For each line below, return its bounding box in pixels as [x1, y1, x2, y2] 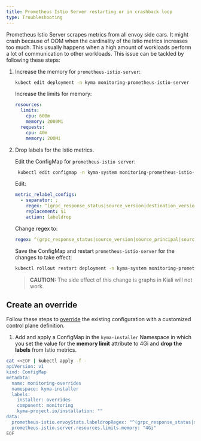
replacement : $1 [26, 209, 66, 215]
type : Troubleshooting [6, 14, 63, 20]
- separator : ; [20, 197, 59, 204]
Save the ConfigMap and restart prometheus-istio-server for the [14, 247, 175, 255]
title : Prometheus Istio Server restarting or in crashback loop [6, 8, 172, 15]
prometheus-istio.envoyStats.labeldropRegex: [11, 419, 127, 425]
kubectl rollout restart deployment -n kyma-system [14, 265, 147, 271]
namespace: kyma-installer [11, 386, 79, 392]
